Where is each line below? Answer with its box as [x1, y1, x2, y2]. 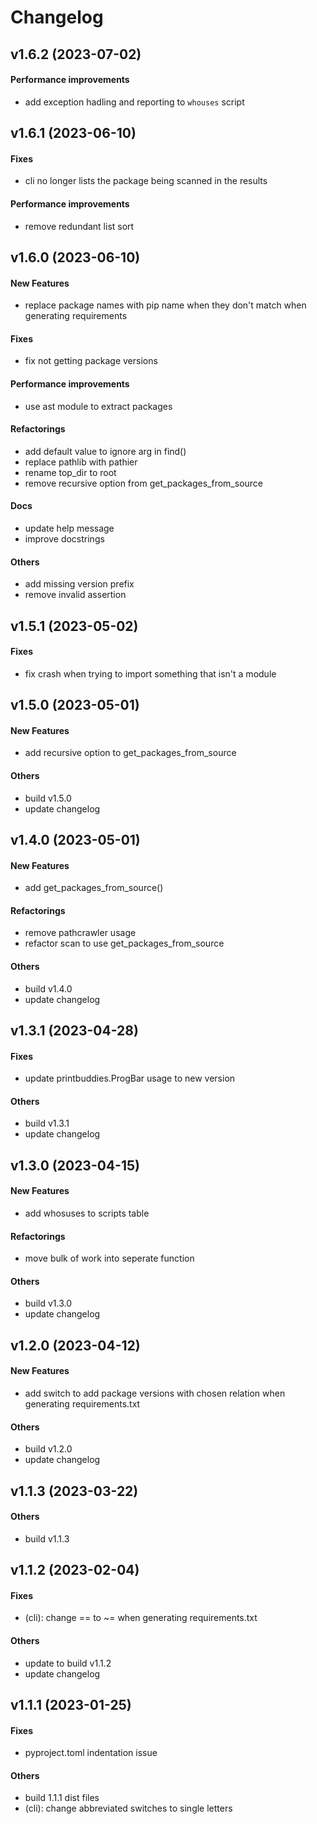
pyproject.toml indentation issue [24, 1747, 158, 1759]
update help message [24, 522, 115, 534]
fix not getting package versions [24, 355, 158, 367]
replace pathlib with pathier [24, 456, 138, 468]
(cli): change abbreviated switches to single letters [24, 1802, 233, 1815]
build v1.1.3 [24, 1532, 70, 1545]
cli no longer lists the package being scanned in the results [24, 175, 268, 187]
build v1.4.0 [24, 982, 73, 995]
